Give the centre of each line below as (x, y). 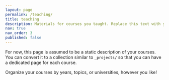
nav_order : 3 (19, 33)
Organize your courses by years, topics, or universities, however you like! (81, 72)
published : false (23, 38)
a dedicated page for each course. (41, 62)
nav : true (16, 28)
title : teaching (22, 19)
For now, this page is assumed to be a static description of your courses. (80, 52)
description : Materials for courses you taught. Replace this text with (83, 24)
